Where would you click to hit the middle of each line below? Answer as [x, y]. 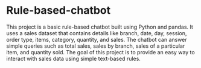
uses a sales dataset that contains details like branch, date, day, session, [97, 33]
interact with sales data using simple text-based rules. [73, 58]
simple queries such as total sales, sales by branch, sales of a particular [96, 46]
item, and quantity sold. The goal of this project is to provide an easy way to [101, 52]
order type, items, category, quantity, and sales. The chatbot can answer [97, 39]
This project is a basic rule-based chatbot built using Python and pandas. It [100, 27]
